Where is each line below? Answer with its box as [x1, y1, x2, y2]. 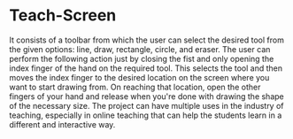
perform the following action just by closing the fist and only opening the [9, 53, 274, 64]
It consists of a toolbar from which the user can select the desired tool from [9, 35, 285, 45]
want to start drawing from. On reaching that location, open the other [9, 81, 261, 92]
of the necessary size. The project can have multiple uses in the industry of [9, 100, 285, 111]
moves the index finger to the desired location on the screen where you [9, 72, 270, 82]
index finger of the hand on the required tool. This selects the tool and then [9, 63, 283, 73]
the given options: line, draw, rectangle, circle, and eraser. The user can [9, 43, 271, 54]
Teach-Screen [9, 5, 117, 26]
